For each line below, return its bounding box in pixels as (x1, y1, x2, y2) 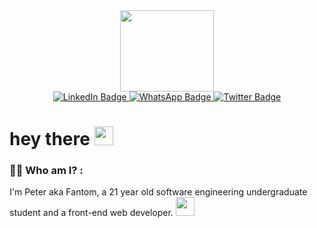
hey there (9, 128, 91, 151)
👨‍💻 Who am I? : (9, 164, 84, 178)
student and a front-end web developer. (9, 207, 174, 219)
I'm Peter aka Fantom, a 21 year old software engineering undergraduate (9, 186, 308, 198)
